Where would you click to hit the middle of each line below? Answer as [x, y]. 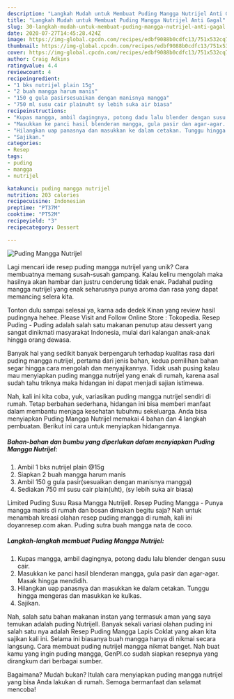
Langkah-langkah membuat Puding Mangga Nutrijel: [86, 541]
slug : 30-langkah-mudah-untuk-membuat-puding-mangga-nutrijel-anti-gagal [117, 27]
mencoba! [22, 689]
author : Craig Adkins [39, 59]
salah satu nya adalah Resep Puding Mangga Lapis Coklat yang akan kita [112, 631]
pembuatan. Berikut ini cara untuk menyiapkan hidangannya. [94, 426]
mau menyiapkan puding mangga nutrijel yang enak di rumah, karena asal [113, 375]
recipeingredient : [34, 78]
